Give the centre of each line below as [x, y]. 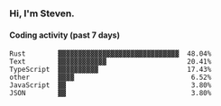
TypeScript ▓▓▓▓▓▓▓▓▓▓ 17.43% [110, 70]
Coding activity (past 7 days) [64, 35]
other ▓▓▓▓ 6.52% [110, 78]
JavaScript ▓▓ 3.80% [110, 85]
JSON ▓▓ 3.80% [110, 93]
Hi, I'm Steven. [42, 13]
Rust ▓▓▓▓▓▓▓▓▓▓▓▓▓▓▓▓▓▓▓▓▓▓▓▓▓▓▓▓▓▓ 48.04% [110, 54]
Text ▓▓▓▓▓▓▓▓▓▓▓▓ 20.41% [110, 62]
